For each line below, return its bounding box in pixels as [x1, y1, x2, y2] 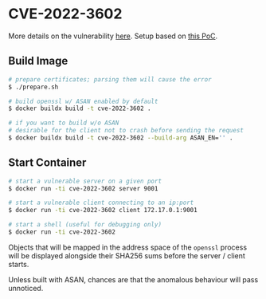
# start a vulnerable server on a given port [8, 177, 162, 185]
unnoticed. [8, 283, 44, 293]
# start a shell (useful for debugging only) [8, 221, 162, 229]
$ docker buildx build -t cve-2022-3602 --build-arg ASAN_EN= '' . [8, 134, 233, 142]
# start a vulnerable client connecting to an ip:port [8, 199, 194, 207]
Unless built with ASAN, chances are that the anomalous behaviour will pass [8, 274, 259, 284]
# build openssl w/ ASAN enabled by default [8, 97, 158, 105]
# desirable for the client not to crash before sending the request [8, 127, 244, 135]
